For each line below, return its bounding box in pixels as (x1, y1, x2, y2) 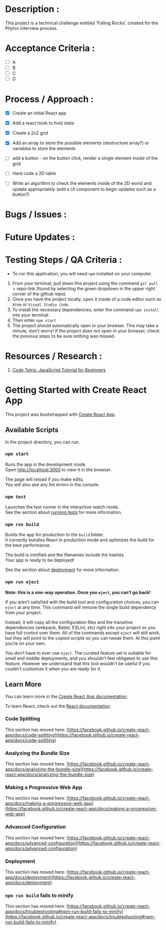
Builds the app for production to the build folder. (5, 532, 105, 538)
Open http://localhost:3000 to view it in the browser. (5, 466, 112, 473)
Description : (5, 3, 59, 15)
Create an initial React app (12, 110, 66, 116)
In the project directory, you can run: (5, 439, 80, 445)
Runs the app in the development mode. (5, 461, 87, 467)
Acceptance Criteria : (5, 43, 95, 54)
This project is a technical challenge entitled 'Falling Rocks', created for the (5, 20, 159, 26)
